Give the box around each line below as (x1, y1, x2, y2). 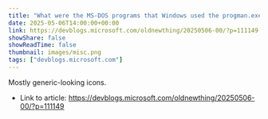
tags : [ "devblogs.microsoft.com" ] (8, 56, 124, 64)
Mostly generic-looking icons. (8, 77, 107, 87)
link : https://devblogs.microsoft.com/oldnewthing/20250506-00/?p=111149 (8, 26, 259, 34)
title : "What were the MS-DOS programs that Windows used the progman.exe (8, 11, 262, 20)
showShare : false (8, 33, 66, 42)
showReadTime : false (8, 41, 77, 49)
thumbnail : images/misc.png (8, 48, 102, 56)
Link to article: (19, 93, 67, 102)
